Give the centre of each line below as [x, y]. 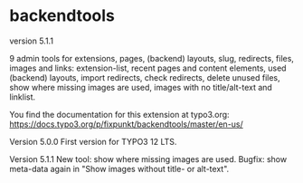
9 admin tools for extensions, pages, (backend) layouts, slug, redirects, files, [151, 58]
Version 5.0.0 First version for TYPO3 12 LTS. [93, 141]
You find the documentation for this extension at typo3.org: [119, 114]
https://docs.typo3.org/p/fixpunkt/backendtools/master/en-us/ [127, 124]
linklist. [23, 97]
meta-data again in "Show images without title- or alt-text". [119, 169]
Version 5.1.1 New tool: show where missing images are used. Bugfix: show [148, 159]
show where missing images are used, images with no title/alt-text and [141, 87]
